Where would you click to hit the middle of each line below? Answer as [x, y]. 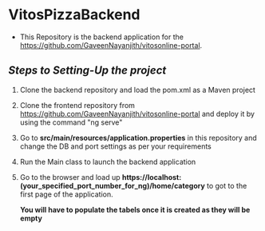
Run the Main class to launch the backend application [108, 161]
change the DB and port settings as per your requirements [115, 146]
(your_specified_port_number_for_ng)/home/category [112, 185]
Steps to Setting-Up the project [87, 71]
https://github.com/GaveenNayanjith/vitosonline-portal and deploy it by [137, 114]
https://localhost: [152, 177]
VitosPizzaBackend [75, 15]
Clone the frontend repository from [77, 105]
